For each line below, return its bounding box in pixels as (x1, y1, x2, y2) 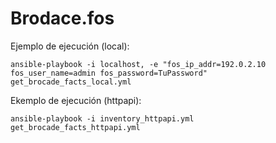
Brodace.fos (10, 7, 115, 30)
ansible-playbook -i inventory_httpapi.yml (10, 113, 195, 124)
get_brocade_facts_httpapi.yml (10, 122, 141, 132)
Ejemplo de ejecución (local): (10, 40, 130, 52)
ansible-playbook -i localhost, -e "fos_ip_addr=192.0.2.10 (10, 59, 267, 69)
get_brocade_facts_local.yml (10, 77, 132, 87)
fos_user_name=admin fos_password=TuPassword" (10, 68, 208, 78)
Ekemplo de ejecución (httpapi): (10, 94, 142, 106)
